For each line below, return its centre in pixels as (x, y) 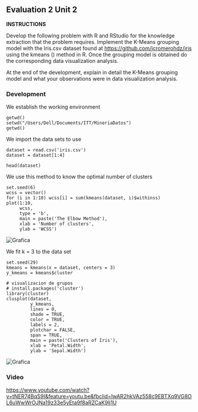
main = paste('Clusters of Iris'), (74, 341)
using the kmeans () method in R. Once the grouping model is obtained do (97, 54)
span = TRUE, (46, 335)
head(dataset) (24, 166)
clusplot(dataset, (29, 299)
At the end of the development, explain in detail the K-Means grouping (92, 72)
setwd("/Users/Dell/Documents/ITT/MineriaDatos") (69, 123)
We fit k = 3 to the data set (39, 252)
